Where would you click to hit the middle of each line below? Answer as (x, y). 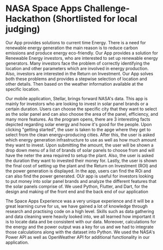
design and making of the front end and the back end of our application (77, 191)
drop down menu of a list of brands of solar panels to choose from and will (80, 150)
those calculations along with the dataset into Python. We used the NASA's (80, 232)
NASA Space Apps (44, 9)
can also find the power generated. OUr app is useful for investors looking (80, 176)
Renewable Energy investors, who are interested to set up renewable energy (82, 58)
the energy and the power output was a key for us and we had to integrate (80, 227)
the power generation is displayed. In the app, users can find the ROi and (78, 171)
